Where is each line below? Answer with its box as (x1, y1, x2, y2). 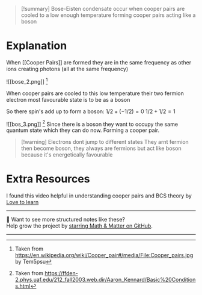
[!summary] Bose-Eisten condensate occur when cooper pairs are (20, 5, 185, 12)
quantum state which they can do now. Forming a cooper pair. (6, 126, 160, 134)
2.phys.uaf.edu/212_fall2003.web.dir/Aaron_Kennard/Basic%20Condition (14, 276, 196, 284)
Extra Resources (6, 172, 90, 186)
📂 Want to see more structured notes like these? (6, 216, 125, 223)
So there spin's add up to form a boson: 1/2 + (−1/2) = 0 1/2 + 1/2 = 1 (6, 108, 176, 115)
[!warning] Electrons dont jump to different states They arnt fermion (20, 138, 189, 146)
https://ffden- (44, 270, 78, 277)
